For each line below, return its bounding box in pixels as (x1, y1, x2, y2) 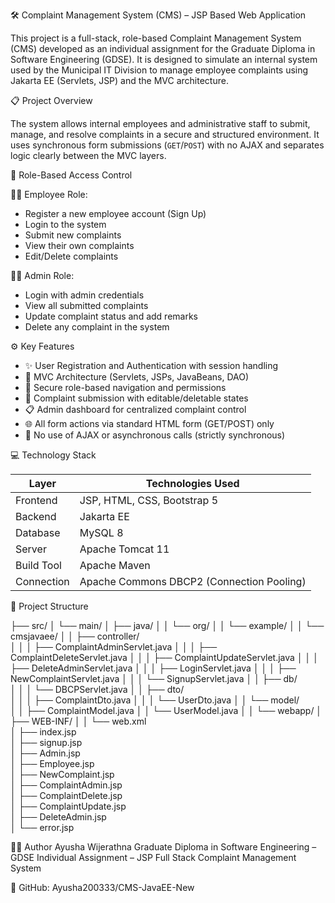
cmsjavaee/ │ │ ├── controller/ (10, 630, 140, 642)
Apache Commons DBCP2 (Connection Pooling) (79, 575, 307, 588)
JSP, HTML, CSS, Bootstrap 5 (79, 494, 219, 507)
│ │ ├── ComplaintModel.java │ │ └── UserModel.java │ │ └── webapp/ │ (10, 705, 323, 716)
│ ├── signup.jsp (10, 737, 83, 748)
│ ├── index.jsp (10, 726, 77, 738)
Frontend (15, 494, 58, 507)
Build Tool (15, 559, 62, 572)
